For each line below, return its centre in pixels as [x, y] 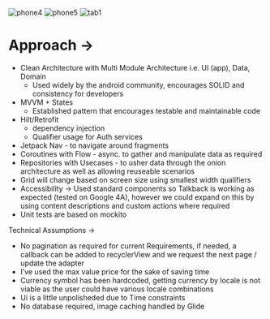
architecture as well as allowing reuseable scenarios [107, 171]
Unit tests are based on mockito [73, 214]
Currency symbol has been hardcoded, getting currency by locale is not [140, 280]
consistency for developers [78, 93]
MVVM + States [47, 102]
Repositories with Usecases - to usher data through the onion [123, 162]
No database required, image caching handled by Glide [112, 306]
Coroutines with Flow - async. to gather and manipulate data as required [141, 153]
